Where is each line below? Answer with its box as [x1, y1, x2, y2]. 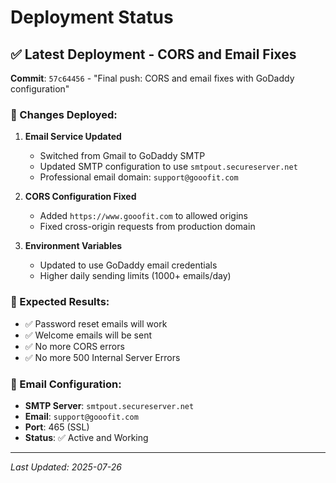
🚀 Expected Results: [10, 295, 110, 309]
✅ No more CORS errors [24, 340, 125, 352]
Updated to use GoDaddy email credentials [39, 259, 218, 271]
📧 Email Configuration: [10, 377, 122, 391]
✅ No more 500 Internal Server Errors [24, 351, 181, 363]
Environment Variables [24, 240, 123, 252]
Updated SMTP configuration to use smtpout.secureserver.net [39, 161, 298, 173]
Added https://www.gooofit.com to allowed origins [39, 210, 248, 222]
